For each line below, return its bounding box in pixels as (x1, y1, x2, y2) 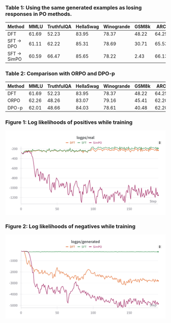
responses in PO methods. (5, 10, 72, 17)
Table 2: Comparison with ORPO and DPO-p (5, 70, 116, 77)
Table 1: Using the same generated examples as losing (5, 4, 142, 11)
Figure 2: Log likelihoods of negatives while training (5, 223, 136, 230)
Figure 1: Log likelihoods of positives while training (5, 119, 133, 126)
